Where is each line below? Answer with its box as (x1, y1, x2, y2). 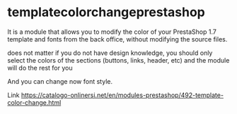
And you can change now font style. (7, 77, 113, 85)
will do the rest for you (7, 63, 73, 72)
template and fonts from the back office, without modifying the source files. (7, 34, 228, 43)
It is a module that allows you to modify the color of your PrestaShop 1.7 (7, 27, 217, 36)
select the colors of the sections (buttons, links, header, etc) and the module (7, 56, 230, 64)
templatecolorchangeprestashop (7, 4, 205, 20)
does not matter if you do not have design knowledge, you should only (7, 49, 213, 57)
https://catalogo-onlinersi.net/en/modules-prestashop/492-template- (21, 91, 224, 99)
